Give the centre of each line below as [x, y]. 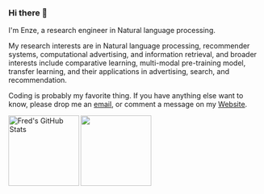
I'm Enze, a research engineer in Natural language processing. [112, 31]
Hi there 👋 [28, 13]
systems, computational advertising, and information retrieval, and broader [132, 55]
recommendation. [38, 80]
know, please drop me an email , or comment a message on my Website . [128, 105]
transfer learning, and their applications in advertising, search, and [119, 72]
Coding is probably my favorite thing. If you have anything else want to [126, 96]
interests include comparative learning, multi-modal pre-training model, [127, 63]
